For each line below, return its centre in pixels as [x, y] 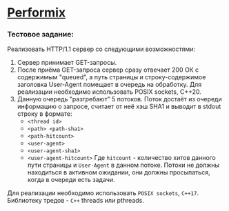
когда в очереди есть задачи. [71, 180]
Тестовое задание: [40, 34]
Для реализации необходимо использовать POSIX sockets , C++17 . [103, 193]
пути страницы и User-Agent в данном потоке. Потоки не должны [123, 165]
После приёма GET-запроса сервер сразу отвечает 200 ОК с [108, 70]
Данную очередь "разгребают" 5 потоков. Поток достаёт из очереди [119, 99]
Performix [37, 13]
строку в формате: [44, 114]
